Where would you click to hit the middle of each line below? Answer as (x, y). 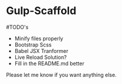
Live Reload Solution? (40, 57)
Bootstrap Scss (33, 45)
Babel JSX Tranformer (41, 51)
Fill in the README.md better (49, 63)
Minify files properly (39, 38)
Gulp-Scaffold (41, 11)
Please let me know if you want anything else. (61, 75)
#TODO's (17, 27)
